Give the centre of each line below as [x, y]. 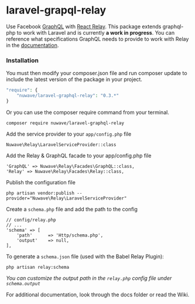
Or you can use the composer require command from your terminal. [88, 112]
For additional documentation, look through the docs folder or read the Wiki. [98, 295]
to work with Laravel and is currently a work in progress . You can [95, 32]
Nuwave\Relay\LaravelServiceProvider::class [61, 144]
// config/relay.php [31, 220]
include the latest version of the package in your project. [74, 79]
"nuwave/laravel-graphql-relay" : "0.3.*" [68, 96]
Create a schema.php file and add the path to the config [72, 209]
